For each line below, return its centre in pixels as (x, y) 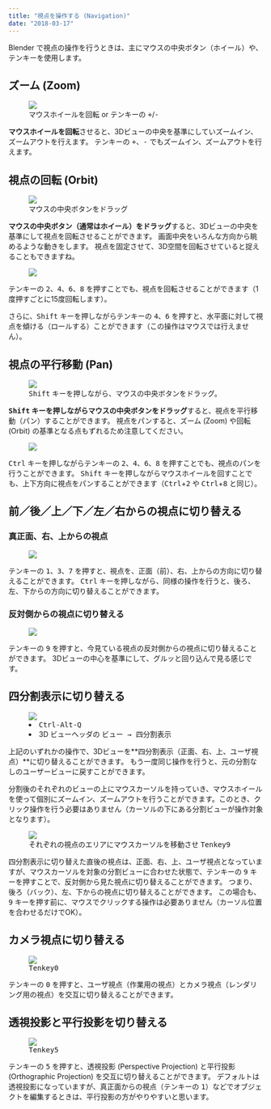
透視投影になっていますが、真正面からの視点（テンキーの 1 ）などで (121, 1087)
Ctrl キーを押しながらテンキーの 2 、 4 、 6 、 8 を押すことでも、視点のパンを (135, 463)
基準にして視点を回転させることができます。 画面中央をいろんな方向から (129, 236)
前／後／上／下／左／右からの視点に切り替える (125, 512)
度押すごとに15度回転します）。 (60, 299)
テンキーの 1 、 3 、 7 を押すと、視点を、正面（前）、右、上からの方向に (125, 570)
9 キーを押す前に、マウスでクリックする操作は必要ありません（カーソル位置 (135, 902)
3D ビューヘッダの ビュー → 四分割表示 (105, 734)
